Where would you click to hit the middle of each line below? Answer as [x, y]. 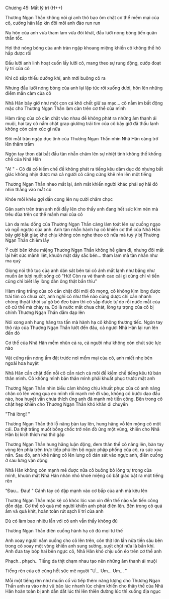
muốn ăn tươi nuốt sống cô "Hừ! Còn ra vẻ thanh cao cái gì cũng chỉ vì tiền [82, 276]
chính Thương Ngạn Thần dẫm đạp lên [45, 312]
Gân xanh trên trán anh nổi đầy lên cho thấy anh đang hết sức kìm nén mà [82, 209]
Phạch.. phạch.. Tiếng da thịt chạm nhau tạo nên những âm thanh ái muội [81, 561]
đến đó [13, 333]
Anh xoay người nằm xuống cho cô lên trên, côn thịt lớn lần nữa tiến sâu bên [84, 540]
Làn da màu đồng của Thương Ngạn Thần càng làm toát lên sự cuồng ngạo [83, 224]
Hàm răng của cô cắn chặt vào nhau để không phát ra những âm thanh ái [81, 118]
